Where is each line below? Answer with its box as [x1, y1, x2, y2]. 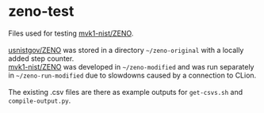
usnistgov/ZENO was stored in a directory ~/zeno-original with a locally [8, 45, 244, 55]
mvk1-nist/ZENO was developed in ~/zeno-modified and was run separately [8, 62, 254, 71]
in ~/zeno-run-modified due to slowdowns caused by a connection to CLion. [8, 70, 257, 80]
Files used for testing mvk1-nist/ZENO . [8, 28, 134, 38]
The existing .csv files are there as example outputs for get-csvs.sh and [8, 87, 243, 96]
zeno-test [8, 2, 75, 21]
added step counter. [8, 54, 75, 63]
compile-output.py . [8, 96, 71, 105]
